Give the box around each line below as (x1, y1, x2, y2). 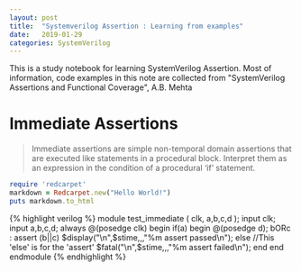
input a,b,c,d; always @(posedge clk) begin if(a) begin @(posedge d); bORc (9, 222, 291, 233)
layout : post (9, 13, 59, 23)
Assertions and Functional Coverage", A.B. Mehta (9, 82, 193, 93)
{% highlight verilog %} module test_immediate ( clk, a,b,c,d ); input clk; (9, 212, 277, 223)
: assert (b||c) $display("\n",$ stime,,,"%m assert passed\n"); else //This (9, 231, 275, 243)
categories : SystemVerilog (9, 38, 111, 48)
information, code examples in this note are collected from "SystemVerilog (9, 73, 286, 84)
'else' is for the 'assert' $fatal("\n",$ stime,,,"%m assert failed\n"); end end (9, 241, 284, 252)
